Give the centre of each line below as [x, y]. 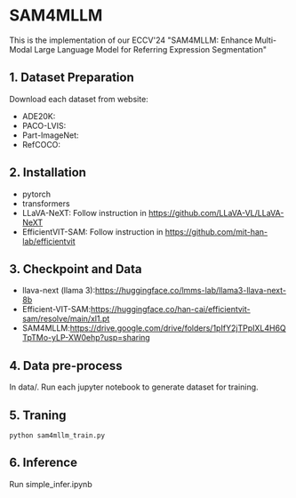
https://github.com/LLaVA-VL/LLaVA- [216, 213]
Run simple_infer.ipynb [51, 484]
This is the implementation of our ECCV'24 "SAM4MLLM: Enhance [131, 40]
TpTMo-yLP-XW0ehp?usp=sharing [86, 338]
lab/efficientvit [48, 241]
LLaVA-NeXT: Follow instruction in [84, 213]
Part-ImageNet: [50, 135]
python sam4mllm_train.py [57, 436]
